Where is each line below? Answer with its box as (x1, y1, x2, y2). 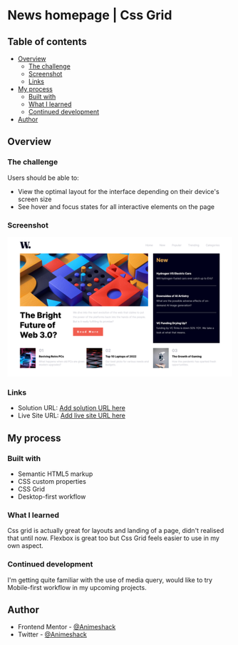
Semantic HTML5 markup (17, 469, 93, 478)
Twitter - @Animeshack (17, 630, 88, 639)
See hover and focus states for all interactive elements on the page (17, 202, 215, 210)
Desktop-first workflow (17, 492, 86, 501)
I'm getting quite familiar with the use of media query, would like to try (7, 575, 212, 584)
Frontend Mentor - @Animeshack (17, 623, 116, 631)
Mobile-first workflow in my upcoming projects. (7, 583, 148, 591)
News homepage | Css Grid (7, 7, 172, 24)
